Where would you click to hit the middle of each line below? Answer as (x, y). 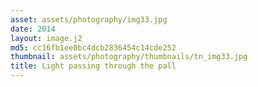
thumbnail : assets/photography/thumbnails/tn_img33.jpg (129, 57)
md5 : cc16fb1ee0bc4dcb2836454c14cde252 (93, 47)
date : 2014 (33, 29)
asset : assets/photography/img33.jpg (89, 19)
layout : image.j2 (46, 38)
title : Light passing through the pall (93, 66)
